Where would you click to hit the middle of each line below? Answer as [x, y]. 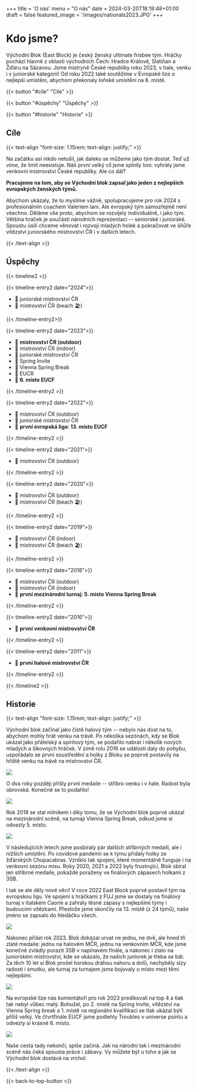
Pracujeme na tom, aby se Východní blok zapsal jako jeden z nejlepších [95, 182]
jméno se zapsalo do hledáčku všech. [52, 915]
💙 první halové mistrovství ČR [52, 663]
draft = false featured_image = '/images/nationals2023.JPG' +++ [85, 15]
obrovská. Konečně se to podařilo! [48, 790]
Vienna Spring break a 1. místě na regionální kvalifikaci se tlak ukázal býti [94, 1011]
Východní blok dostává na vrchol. [46, 1058]
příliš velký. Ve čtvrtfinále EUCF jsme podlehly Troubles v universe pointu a [97, 1017]
